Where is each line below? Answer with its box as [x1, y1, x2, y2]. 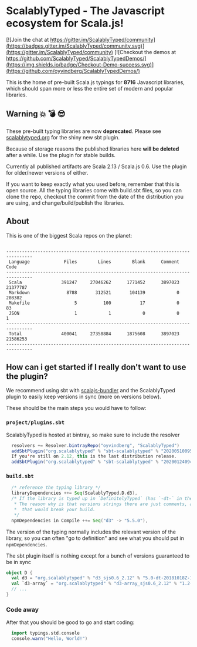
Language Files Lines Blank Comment [8, 259, 180, 265]
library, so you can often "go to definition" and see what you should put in [6, 534, 185, 542]
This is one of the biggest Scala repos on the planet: [6, 232, 133, 239]
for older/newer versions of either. [6, 169, 89, 176]
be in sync [6, 558, 31, 565]
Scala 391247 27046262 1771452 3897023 [8, 279, 180, 285]
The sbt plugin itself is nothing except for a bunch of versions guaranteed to [6, 552, 190, 559]
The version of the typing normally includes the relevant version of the [6, 528, 176, 535]
